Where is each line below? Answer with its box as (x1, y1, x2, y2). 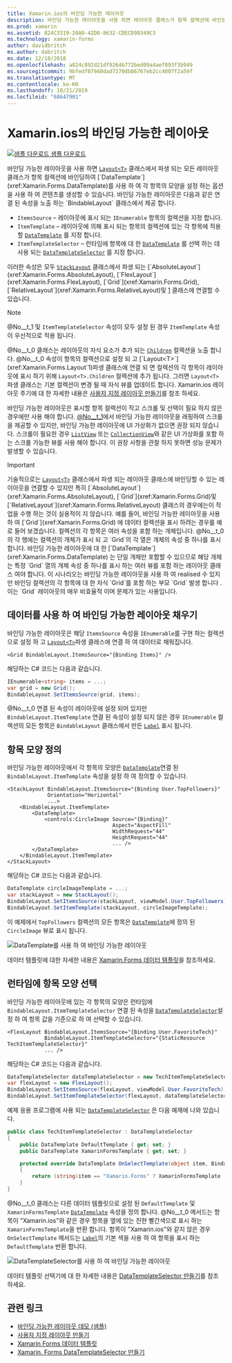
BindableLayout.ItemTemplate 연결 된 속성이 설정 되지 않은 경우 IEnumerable (7, 713, 216, 722)
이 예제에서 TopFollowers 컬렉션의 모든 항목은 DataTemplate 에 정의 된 (7, 918, 195, 926)
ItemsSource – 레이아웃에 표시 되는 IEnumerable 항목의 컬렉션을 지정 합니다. (17, 213, 223, 222)
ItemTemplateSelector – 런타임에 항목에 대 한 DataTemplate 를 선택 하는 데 (17, 239, 220, 247)
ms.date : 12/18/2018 (7, 55, 67, 62)
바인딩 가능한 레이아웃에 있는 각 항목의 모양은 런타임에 (7, 997, 153, 1005)
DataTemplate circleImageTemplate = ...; (7, 885, 128, 892)
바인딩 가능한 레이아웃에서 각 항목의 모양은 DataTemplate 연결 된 (7, 764, 179, 772)
